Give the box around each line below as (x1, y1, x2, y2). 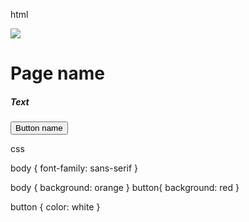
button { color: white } (10, 201, 101, 213)
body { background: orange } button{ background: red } (10, 182, 240, 194)
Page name (10, 62, 105, 85)
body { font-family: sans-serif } (10, 162, 139, 174)
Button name (15, 123, 63, 134)
